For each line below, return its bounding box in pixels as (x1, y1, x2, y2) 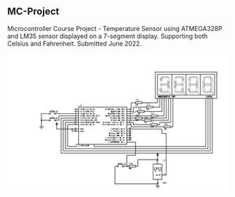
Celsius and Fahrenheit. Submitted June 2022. (7, 39, 142, 48)
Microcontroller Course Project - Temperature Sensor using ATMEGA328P (7, 24, 223, 32)
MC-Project (7, 6, 60, 18)
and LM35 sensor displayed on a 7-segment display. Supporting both (7, 32, 208, 40)
